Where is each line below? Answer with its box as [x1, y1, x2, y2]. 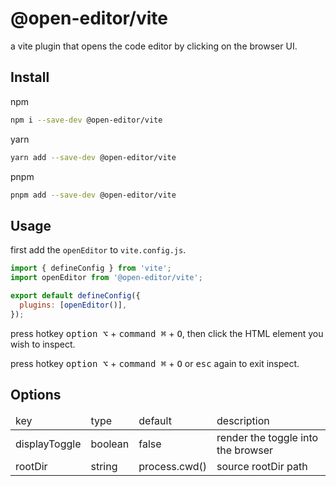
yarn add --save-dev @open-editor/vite [10, 152, 177, 162]
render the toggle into [216, 431, 319, 445]
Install [10, 69, 50, 86]
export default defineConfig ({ [10, 290, 141, 301]
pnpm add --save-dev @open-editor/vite [10, 190, 177, 200]
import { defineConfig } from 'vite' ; [10, 263, 172, 274]
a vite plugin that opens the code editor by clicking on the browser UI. [10, 40, 298, 52]
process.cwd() [138, 460, 208, 474]
